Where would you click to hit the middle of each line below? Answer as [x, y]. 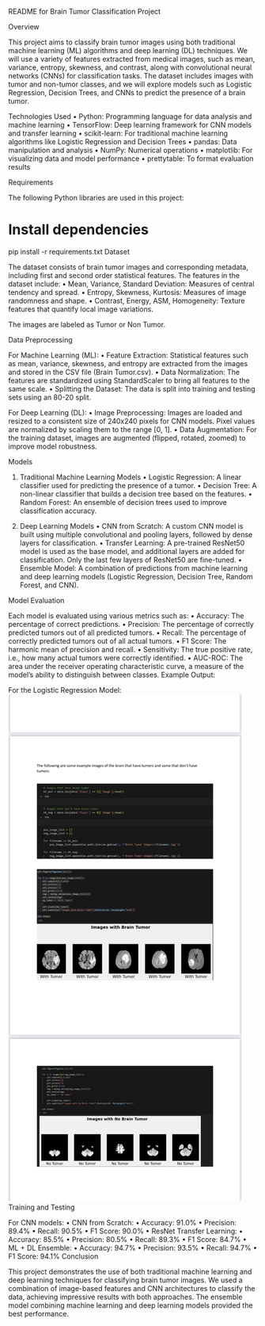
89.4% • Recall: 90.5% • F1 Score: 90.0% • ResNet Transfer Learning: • [126, 1231]
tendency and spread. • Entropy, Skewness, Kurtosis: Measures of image [127, 292]
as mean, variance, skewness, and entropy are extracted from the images [128, 363]
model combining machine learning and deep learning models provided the [131, 1305]
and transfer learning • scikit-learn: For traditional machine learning [118, 133]
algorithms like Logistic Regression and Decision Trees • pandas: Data [123, 141]
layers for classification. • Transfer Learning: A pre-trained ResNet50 [132, 543]
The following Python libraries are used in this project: [96, 198]
